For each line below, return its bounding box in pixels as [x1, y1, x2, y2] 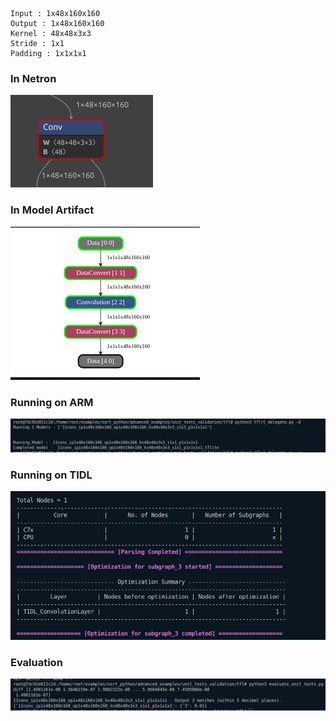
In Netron [10, 71, 57, 85]
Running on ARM [10, 395, 94, 409]
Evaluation [10, 655, 63, 669]
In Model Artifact [10, 203, 95, 217]
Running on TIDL [10, 468, 93, 482]
